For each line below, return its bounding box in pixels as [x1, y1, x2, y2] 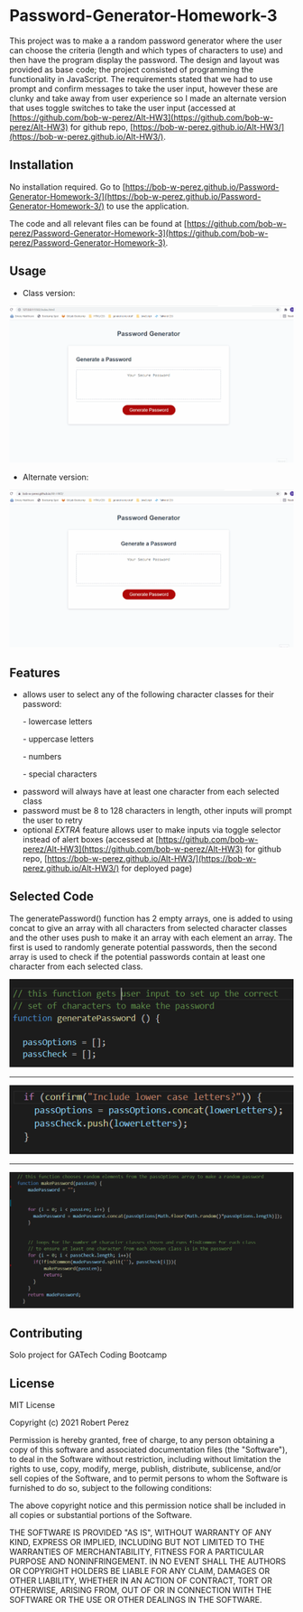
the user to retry [22, 815, 83, 826]
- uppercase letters [22, 733, 95, 745]
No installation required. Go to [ [9, 182, 126, 192]
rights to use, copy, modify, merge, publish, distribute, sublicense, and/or [9, 1464, 281, 1475]
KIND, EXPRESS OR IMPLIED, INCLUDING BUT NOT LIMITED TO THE [9, 1537, 265, 1548]
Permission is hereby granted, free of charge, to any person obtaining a [9, 1435, 275, 1446]
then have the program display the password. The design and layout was [9, 54, 280, 65]
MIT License [9, 1400, 56, 1411]
